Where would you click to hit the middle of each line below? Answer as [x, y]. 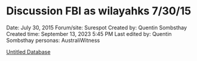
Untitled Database [28, 51]
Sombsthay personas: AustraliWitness [53, 40]
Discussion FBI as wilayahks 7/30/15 [99, 11]
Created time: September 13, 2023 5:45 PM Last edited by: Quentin [89, 33]
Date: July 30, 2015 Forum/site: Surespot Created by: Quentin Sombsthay [97, 28]
